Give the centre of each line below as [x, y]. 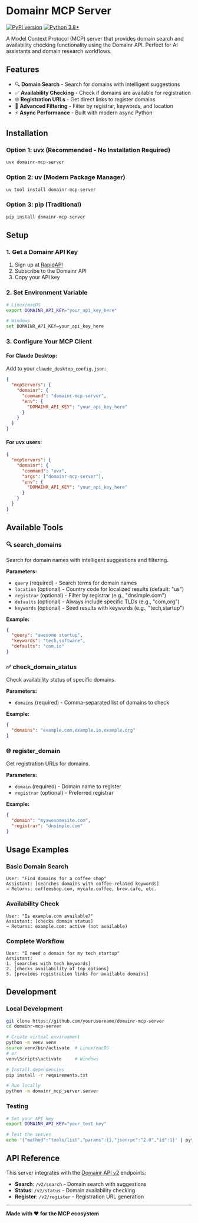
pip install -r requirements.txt [47, 1075]
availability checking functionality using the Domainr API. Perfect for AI [92, 45]
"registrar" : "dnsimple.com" [47, 826]
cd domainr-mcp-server [34, 1026]
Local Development [34, 1009]
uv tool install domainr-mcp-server [51, 190]
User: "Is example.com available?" [50, 916]
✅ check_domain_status [42, 667]
